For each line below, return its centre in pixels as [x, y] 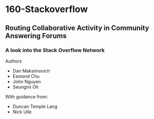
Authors [13, 61]
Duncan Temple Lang [35, 106]
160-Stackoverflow [47, 9]
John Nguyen [27, 81]
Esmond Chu [26, 76]
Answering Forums [36, 36]
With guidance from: [27, 96]
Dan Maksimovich [31, 71]
